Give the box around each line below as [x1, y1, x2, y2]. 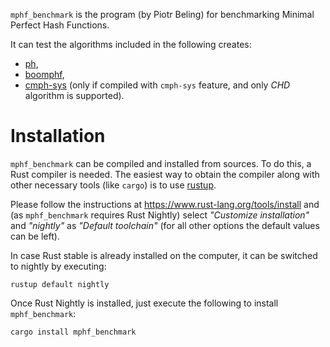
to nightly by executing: [10, 260, 107, 272]
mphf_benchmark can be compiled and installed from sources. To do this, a [10, 157, 312, 169]
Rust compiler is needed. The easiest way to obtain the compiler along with [10, 168, 320, 180]
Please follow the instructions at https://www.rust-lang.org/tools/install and [10, 198, 320, 210]
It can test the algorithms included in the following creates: [10, 39, 252, 50]
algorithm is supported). [24, 90, 125, 101]
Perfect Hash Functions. [10, 19, 110, 31]
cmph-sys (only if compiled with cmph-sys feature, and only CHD [24, 79, 291, 91]
